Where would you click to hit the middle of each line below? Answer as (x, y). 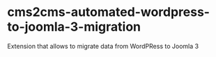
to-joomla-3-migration (74, 27)
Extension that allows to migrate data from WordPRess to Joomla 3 (103, 46)
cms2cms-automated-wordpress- (109, 12)
